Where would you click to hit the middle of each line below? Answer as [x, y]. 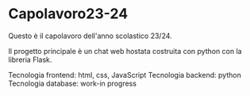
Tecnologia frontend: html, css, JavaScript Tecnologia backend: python [125, 75]
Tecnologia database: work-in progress [73, 83]
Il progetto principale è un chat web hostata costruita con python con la [125, 51]
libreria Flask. [30, 60]
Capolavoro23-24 [68, 14]
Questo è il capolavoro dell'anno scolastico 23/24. [90, 36]
